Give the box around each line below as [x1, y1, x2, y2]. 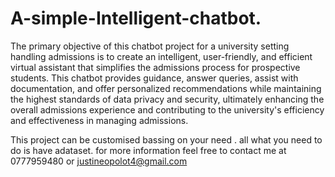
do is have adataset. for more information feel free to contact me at [10, 144, 287, 156]
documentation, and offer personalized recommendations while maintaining [10, 82, 322, 94]
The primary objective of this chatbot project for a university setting [10, 40, 290, 52]
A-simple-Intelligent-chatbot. [10, 7, 262, 30]
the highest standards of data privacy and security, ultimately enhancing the [10, 93, 325, 105]
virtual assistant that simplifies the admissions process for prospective [10, 61, 301, 73]
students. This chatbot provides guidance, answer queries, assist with [10, 72, 299, 84]
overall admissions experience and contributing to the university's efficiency [10, 103, 325, 116]
